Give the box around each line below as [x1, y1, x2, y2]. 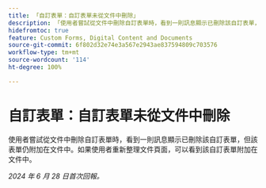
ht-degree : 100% [8, 63, 62, 71]
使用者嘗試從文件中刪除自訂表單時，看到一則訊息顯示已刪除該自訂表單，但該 [8, 134, 258, 144]
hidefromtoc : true [8, 26, 69, 34]
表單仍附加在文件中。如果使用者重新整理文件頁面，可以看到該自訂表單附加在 [8, 144, 258, 154]
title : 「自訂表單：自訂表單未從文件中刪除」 [8, 11, 140, 20]
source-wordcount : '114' [8, 56, 90, 64]
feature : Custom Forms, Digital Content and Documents [8, 33, 193, 42]
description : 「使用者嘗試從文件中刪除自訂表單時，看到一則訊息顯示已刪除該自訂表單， [8, 19, 261, 27]
